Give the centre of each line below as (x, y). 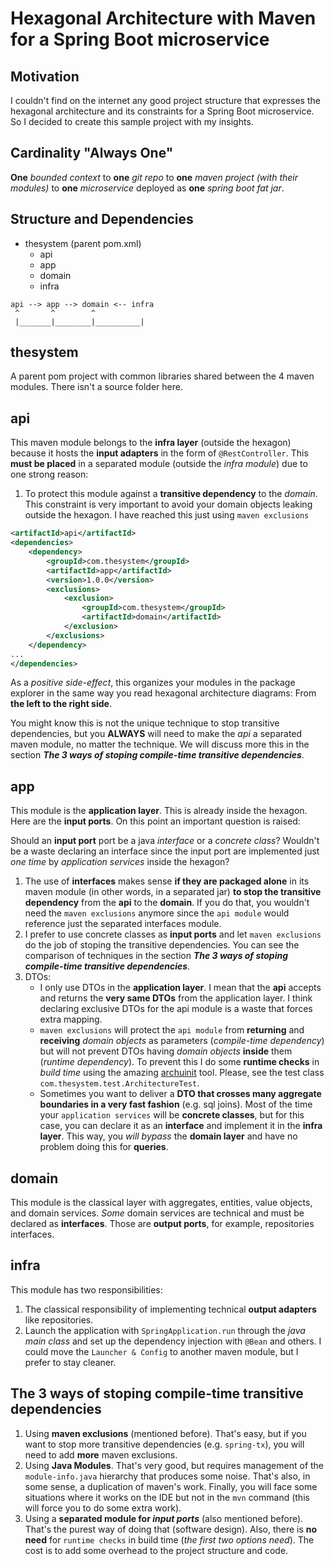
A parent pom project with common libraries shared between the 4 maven (162, 376)
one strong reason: (49, 474)
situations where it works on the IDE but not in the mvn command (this (167, 1497)
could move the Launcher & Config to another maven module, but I (161, 1351)
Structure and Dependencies (102, 219)
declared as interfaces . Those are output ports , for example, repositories (162, 1223)
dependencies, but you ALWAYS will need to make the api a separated (156, 734)
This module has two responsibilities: (86, 1289)
